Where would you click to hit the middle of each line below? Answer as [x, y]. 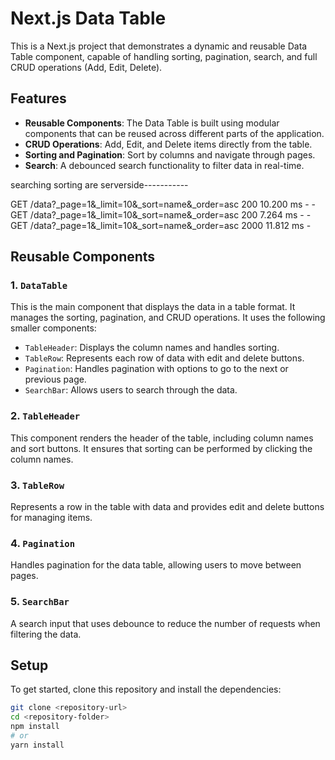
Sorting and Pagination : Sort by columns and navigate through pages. [170, 154]
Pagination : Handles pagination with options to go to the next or [156, 369]
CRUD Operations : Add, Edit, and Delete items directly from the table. [168, 144]
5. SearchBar [40, 602]
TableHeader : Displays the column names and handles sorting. [152, 348]
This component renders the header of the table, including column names [162, 438]
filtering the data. [46, 634]
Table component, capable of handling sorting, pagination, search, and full [164, 56]
